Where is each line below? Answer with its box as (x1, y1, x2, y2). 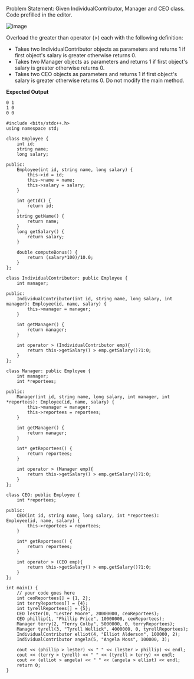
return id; (27, 203, 54, 209)
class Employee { (6, 136, 49, 142)
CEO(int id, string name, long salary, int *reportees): (17, 513, 160, 519)
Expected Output (6, 88, 49, 95)
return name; (27, 218, 60, 224)
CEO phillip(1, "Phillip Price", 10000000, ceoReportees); (17, 616, 165, 622)
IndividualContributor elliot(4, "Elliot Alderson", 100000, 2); (17, 631, 181, 637)
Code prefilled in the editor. (6, 11, 73, 18)
